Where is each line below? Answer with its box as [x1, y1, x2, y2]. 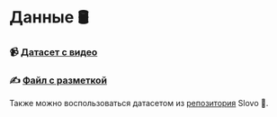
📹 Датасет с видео [9, 46, 98, 58]
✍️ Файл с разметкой [9, 74, 108, 86]
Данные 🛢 [9, 7, 89, 28]
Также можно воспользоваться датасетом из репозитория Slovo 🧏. [9, 98, 269, 109]
